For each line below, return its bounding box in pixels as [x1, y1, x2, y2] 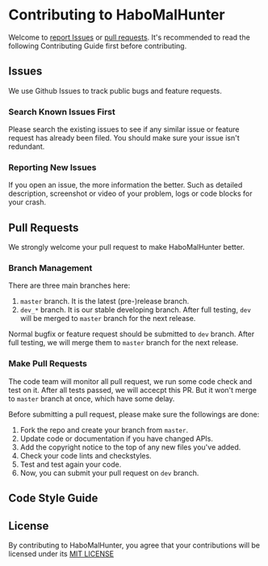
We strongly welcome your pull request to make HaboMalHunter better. [8, 243, 245, 252]
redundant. [8, 141, 45, 151]
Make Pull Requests [8, 358, 87, 370]
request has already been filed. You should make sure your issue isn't [8, 133, 240, 143]
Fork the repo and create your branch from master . [19, 424, 188, 434]
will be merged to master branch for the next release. [19, 314, 196, 323]
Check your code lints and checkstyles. [19, 450, 152, 460]
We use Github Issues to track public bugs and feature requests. [8, 86, 222, 95]
